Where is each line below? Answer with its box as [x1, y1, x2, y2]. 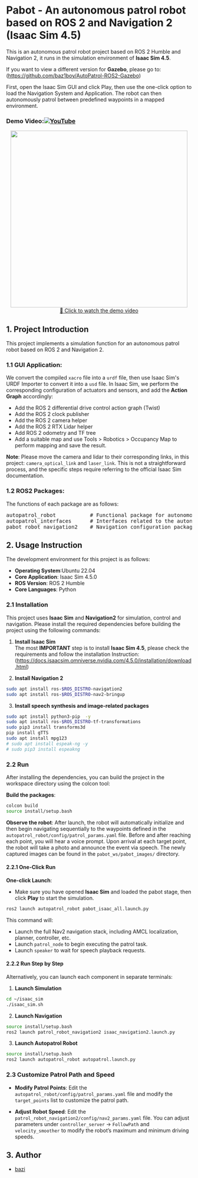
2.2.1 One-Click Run [6, 864, 56, 871]
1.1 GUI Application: [6, 361, 62, 369]
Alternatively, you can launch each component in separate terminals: [6, 973, 173, 980]
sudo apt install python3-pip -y [6, 714, 91, 720]
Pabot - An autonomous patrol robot [6, 4, 186, 17]
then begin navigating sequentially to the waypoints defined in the [6, 825, 166, 832]
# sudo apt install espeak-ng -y [6, 741, 88, 747]
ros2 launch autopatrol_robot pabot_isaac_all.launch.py [6, 906, 149, 912]
